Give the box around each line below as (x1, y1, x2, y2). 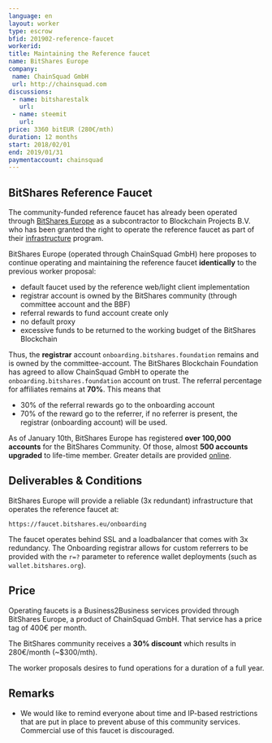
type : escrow (8, 27, 53, 35)
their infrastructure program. (8, 234, 104, 243)
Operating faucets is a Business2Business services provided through (8, 605, 240, 615)
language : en (8, 11, 53, 20)
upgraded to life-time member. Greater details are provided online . (8, 451, 231, 461)
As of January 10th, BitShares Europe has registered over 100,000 (8, 433, 231, 444)
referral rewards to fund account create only (19, 308, 169, 318)
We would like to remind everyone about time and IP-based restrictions (19, 708, 258, 718)
